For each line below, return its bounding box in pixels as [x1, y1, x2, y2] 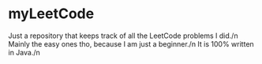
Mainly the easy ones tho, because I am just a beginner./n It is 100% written [8, 39, 254, 48]
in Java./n [8, 47, 41, 57]
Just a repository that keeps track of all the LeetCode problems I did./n [8, 31, 238, 40]
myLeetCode [8, 5, 95, 23]
